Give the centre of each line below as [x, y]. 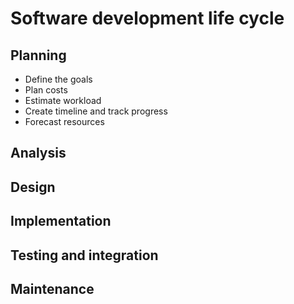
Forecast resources [64, 121]
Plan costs [46, 90]
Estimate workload [63, 100]
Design [33, 187]
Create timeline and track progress [96, 111]
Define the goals [58, 79]
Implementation [61, 221]
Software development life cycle [147, 18]
